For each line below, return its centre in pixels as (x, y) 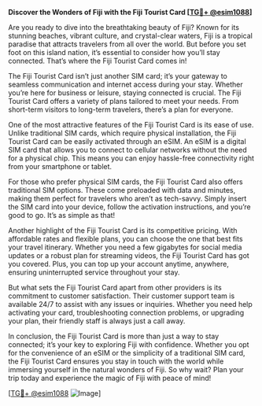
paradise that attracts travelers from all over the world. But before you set (127, 44)
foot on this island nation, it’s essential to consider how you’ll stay (114, 52)
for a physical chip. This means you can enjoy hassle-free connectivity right (131, 158)
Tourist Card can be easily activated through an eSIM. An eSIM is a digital (127, 141)
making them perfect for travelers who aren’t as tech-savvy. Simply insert (127, 198)
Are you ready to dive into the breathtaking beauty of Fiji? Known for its (124, 27)
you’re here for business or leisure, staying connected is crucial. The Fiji (125, 93)
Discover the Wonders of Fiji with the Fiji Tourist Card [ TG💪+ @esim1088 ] (130, 12)
